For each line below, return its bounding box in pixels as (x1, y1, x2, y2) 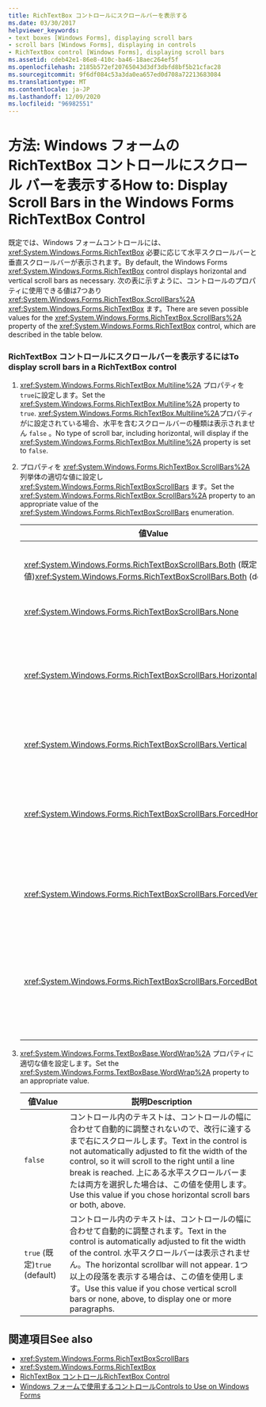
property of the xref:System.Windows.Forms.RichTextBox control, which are (8, 322, 256, 331)
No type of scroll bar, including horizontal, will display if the (55, 429, 249, 438)
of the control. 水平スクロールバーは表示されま (69, 1248, 243, 1259)
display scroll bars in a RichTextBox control (8, 361, 177, 373)
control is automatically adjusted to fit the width (69, 1236, 246, 1247)
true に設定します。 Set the (19, 390, 105, 400)
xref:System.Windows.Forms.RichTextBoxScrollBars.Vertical (23, 739, 247, 750)
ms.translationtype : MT (8, 78, 87, 86)
